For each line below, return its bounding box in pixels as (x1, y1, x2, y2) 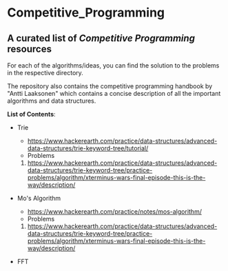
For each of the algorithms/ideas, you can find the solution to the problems (7, 61, 220, 70)
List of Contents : (7, 110, 56, 118)
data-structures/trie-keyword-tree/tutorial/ (27, 144, 149, 152)
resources (7, 43, 52, 54)
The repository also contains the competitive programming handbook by (7, 82, 213, 90)
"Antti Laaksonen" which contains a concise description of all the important (7, 90, 221, 97)
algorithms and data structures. (7, 97, 96, 105)
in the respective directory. (7, 69, 84, 77)
